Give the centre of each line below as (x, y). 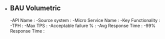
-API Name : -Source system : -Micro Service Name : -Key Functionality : (85, 20)
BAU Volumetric (35, 8)
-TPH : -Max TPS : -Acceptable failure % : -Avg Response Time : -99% (83, 25)
